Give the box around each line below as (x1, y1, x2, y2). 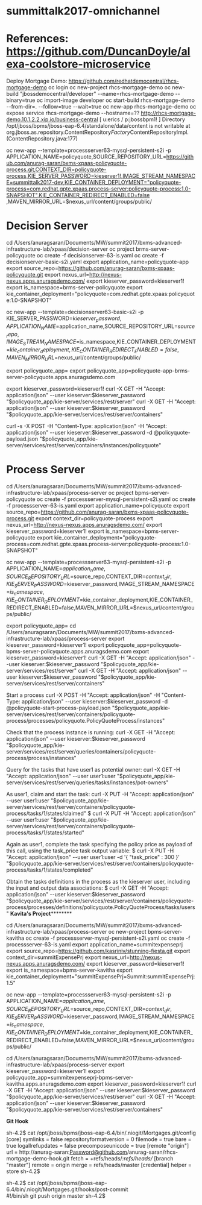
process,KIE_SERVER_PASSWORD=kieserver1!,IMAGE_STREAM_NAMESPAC (6, 172, 196, 180)
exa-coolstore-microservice (6, 57, 151, 71)
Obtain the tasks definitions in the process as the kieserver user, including (6, 878, 191, 885)
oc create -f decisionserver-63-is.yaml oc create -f (36, 252, 164, 259)
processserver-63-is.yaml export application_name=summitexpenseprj (6, 940, 183, 948)
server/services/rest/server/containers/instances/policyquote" (6, 441, 162, 448)
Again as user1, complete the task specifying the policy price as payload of (6, 840, 193, 848)
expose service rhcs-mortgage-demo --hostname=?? (6, 110, 140, 117)
